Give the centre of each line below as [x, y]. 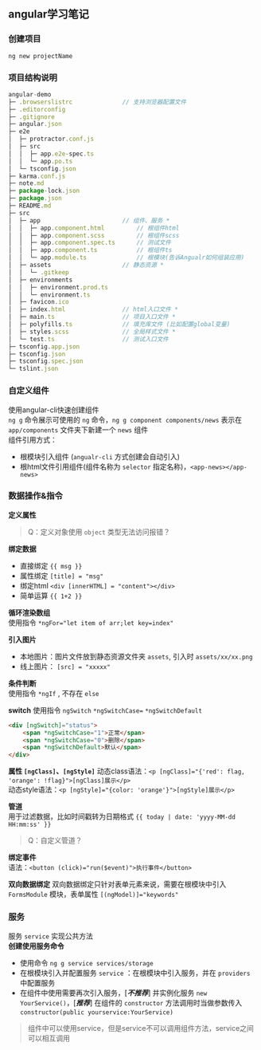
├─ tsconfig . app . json [44, 346]
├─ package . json [35, 199]
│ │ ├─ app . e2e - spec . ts [51, 154]
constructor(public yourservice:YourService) [96, 1012]
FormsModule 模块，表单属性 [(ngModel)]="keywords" [93, 895]
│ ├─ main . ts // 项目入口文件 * [92, 317]
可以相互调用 [49, 1038]
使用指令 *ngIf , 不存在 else [54, 693]
